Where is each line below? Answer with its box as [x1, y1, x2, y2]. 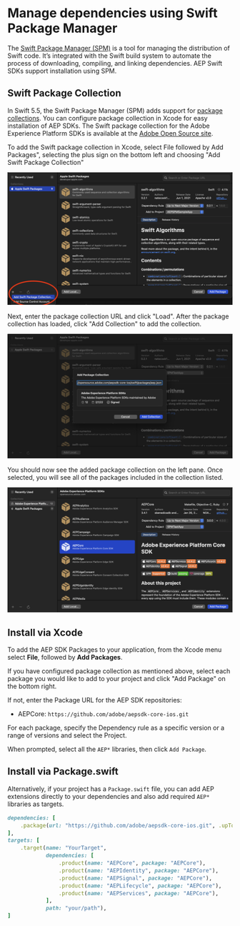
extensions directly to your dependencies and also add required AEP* [7, 792, 210, 800]
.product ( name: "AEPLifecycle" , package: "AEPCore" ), [58, 882, 222, 890]
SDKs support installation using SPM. [7, 66, 117, 75]
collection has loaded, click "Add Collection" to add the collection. [7, 319, 202, 328]
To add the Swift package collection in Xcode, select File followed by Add [7, 143, 224, 151]
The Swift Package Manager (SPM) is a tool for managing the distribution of [7, 44, 230, 52]
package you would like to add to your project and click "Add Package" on [7, 674, 226, 683]
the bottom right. [7, 682, 57, 690]
